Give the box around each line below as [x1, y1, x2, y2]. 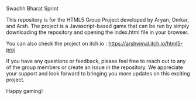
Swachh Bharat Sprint [6, 5, 59, 12]
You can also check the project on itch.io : [6, 40, 107, 47]
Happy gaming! [6, 88, 43, 94]
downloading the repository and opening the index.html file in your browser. [6, 29, 189, 36]
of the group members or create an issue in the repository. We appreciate [6, 64, 183, 71]
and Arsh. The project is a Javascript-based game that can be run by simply [6, 23, 190, 29]
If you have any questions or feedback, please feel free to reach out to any [6, 58, 186, 64]
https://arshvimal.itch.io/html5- [108, 40, 183, 47]
